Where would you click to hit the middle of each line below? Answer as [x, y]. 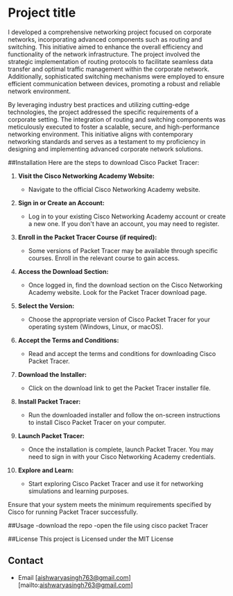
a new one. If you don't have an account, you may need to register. [124, 223]
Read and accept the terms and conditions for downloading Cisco [122, 353]
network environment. [40, 91]
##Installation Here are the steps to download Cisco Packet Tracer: [104, 162]
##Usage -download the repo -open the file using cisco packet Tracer [108, 525]
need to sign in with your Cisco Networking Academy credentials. [122, 456]
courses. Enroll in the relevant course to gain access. [104, 258]
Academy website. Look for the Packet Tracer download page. [118, 292]
